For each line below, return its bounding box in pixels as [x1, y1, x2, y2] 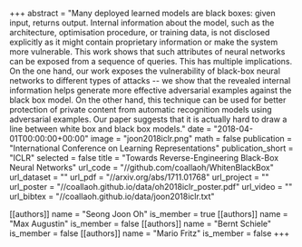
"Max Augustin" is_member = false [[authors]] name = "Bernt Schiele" [9, 218, 272, 229]
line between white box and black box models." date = [9, 123, 212, 134]
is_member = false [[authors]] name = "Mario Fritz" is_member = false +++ [9, 228, 290, 239]
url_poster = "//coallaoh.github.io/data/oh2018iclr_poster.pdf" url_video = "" [9, 182, 293, 192]
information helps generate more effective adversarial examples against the [9, 85, 292, 95]
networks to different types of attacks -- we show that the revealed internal [9, 75, 291, 85]
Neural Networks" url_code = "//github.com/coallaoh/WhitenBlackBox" [9, 163, 274, 173]
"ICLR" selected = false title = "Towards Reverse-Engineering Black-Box [9, 153, 279, 163]
